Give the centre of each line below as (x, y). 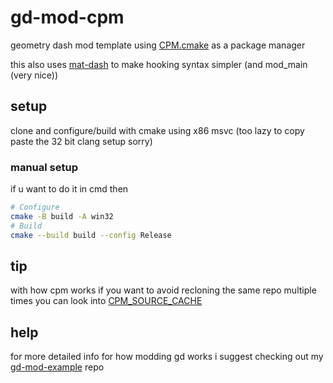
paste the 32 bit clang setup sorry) (81, 141)
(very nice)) (34, 75)
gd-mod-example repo (57, 367)
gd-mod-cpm (67, 17)
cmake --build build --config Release (91, 235)
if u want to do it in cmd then (69, 189)
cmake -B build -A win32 (62, 216)
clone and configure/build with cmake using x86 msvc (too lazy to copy (157, 130)
